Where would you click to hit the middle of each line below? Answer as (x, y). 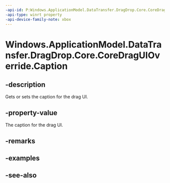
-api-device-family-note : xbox (38, 19)
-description (25, 84)
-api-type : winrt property (34, 15)
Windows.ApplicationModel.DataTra (83, 44)
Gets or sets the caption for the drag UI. (47, 97)
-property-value (31, 113)
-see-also (21, 175)
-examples (23, 158)
